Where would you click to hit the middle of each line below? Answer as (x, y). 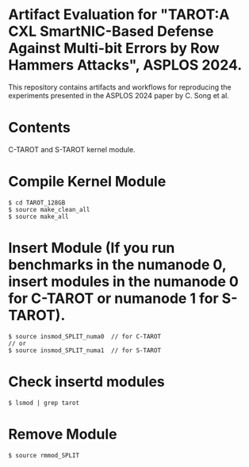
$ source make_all (38, 216)
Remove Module (63, 434)
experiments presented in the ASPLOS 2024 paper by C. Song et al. (119, 95)
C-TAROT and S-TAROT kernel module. (72, 149)
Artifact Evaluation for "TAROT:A (119, 15)
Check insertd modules (86, 381)
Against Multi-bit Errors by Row (114, 48)
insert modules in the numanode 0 (124, 281)
